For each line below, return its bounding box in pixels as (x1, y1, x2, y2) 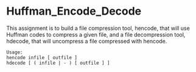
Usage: (6, 49, 23, 56)
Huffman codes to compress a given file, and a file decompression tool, (6, 31, 186, 38)
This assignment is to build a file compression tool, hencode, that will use (6, 24, 190, 32)
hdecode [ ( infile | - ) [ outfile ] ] (6, 60, 111, 66)
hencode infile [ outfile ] (6, 54, 78, 60)
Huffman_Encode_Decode (6, 4, 142, 18)
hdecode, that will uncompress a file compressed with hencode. (6, 37, 167, 45)
